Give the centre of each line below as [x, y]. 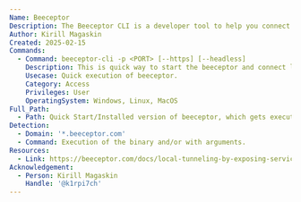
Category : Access [58, 84]
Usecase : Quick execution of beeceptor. [102, 76]
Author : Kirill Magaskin [56, 34]
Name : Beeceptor [39, 17]
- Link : [32, 159]
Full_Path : [30, 109]
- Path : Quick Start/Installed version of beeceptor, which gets [142, 117]
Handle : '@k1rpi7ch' [64, 184]
